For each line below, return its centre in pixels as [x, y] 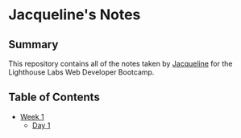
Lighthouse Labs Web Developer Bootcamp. [81, 72]
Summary [33, 45]
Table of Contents [54, 97]
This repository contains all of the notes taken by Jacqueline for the [120, 63]
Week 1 [32, 116]
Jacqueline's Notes [75, 15]
